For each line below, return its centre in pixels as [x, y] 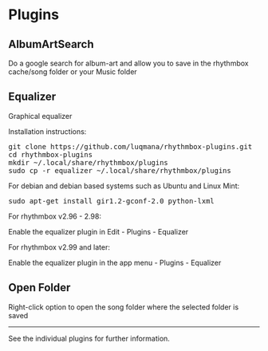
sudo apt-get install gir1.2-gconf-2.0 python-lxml [112, 201]
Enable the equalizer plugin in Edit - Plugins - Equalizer [99, 231]
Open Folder [39, 288]
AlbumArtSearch [51, 44]
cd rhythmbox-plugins [51, 154]
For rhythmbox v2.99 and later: [59, 247]
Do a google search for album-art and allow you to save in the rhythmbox [128, 63]
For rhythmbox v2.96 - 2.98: [55, 216]
